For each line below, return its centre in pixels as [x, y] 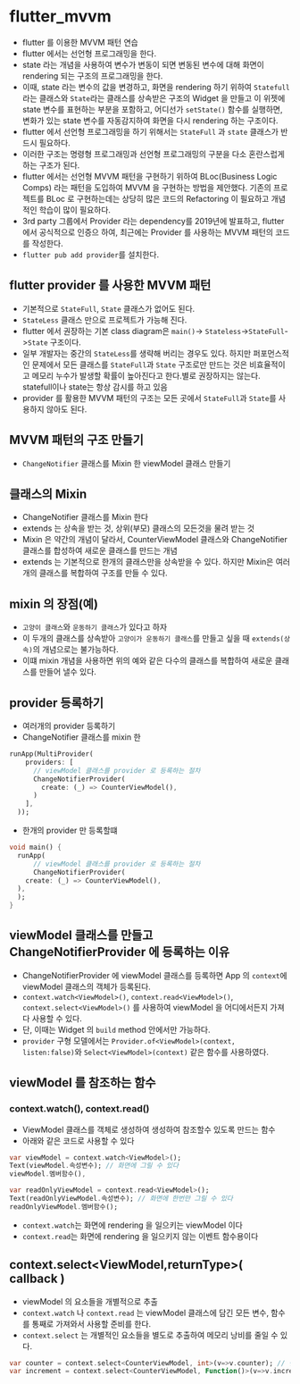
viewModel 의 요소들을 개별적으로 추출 [90, 1301]
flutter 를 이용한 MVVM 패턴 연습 [80, 42]
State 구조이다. [55, 342]
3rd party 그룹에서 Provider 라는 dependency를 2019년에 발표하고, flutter [153, 221]
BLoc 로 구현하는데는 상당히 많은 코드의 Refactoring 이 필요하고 [158, 198]
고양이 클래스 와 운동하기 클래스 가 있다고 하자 [95, 627]
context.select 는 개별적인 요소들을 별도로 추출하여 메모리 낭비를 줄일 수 [150, 1335]
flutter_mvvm [60, 17]
